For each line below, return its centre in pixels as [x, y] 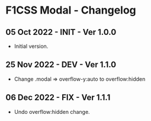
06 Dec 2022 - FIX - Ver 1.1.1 [58, 98]
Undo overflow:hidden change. [52, 112]
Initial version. [31, 46]
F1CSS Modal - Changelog [71, 10]
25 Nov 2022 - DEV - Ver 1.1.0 [61, 65]
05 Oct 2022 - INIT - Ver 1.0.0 [61, 32]
